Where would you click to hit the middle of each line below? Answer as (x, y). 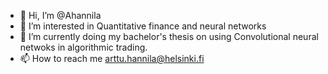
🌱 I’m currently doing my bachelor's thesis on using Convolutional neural (169, 36)
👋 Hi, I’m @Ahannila (60, 15)
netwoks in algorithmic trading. (83, 47)
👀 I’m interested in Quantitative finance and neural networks (143, 26)
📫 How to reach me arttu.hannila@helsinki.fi (112, 58)
